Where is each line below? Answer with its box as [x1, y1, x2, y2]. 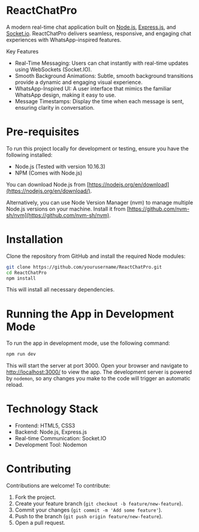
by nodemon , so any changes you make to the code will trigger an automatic [6, 375, 191, 382]
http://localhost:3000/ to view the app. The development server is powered [6, 368, 192, 375]
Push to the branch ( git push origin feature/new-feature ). [14, 513, 163, 520]
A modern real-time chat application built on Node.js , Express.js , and [6, 23, 176, 31]
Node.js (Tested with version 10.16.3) [14, 163, 106, 170]
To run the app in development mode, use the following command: [6, 339, 170, 347]
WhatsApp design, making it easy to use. [14, 91, 116, 98]
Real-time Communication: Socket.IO [14, 435, 107, 442]
